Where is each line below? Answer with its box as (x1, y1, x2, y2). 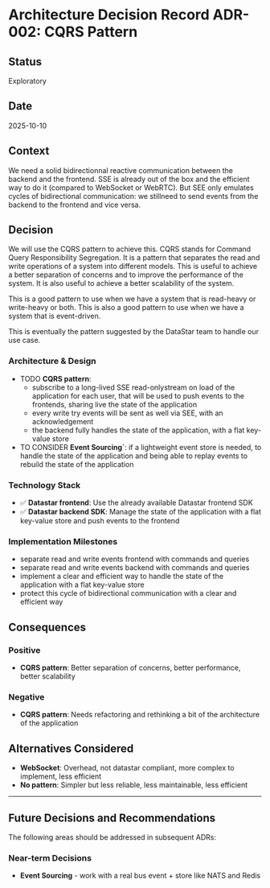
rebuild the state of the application (19, 459, 134, 469)
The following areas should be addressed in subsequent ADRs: (8, 832, 217, 842)
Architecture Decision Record (8, 6, 211, 24)
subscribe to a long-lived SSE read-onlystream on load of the (31, 382, 235, 392)
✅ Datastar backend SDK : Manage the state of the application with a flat (19, 507, 261, 517)
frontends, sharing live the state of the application (31, 399, 198, 409)
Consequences (8, 620, 87, 634)
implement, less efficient (19, 771, 102, 782)
